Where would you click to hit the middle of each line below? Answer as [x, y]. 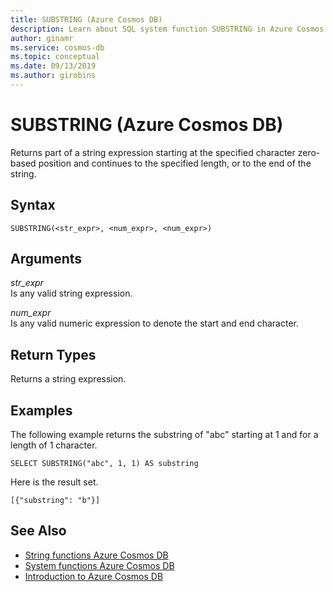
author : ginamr [42, 38]
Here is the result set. [54, 482]
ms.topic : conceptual [55, 57]
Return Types [53, 354]
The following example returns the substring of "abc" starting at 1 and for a [164, 435]
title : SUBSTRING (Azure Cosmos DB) [86, 19]
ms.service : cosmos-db [57, 47]
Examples [41, 410]
